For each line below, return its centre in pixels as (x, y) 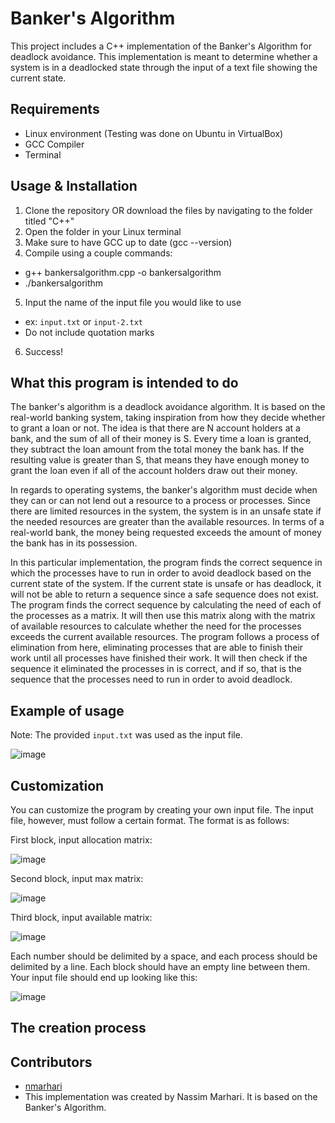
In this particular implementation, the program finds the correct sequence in (166, 563)
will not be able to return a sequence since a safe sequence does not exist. (165, 594)
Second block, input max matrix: (77, 878)
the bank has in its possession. (74, 543)
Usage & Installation (74, 186)
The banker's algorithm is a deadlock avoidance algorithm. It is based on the (168, 407)
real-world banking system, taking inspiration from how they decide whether (168, 418)
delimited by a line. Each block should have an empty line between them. (160, 966)
